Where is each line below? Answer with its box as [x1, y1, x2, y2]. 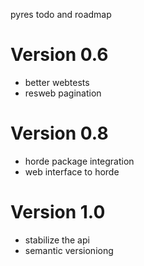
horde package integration [24, 155, 135, 167]
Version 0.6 [10, 44, 109, 66]
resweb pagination [24, 87, 102, 99]
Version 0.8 [10, 122, 109, 145]
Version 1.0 [10, 201, 106, 224]
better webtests [24, 76, 90, 88]
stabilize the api [24, 234, 90, 246]
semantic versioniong [24, 244, 114, 256]
